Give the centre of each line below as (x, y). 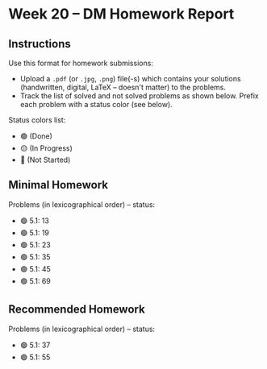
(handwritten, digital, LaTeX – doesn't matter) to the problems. (123, 87)
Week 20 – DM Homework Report (121, 14)
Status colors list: (37, 120)
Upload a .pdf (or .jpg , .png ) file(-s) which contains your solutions (130, 79)
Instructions (40, 44)
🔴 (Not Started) (45, 160)
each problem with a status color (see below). (96, 104)
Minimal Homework (58, 185)
